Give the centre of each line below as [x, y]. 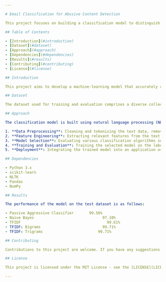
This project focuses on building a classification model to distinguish [83, 23]
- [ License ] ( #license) [28, 69]
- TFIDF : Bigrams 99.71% [61, 227]
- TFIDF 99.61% [63, 222]
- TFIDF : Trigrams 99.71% [58, 231]
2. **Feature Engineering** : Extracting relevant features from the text [83, 136]
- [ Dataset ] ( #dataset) [28, 46]
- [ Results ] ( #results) [28, 60]
